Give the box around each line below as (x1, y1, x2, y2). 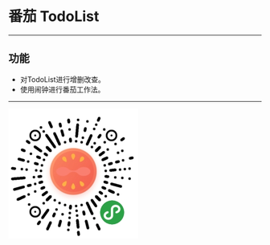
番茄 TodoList (8, 7, 100, 26)
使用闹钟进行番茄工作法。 (19, 84, 105, 94)
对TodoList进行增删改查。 (19, 74, 106, 84)
